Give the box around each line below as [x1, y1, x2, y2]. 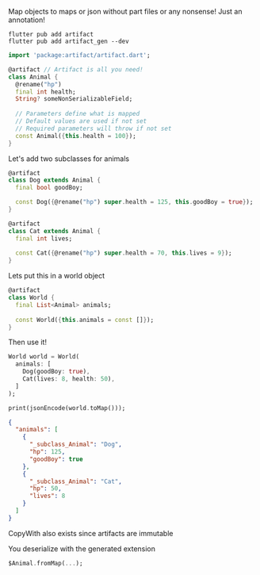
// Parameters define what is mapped [15, 110, 140, 118]
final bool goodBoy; [15, 184, 83, 192]
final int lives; [15, 234, 73, 243]
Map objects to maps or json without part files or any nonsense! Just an [8, 7, 243, 16]
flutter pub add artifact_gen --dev [8, 37, 129, 45]
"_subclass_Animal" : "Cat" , [29, 477, 123, 485]
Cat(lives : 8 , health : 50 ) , [22, 375, 115, 383]
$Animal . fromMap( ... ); [8, 559, 83, 567]
